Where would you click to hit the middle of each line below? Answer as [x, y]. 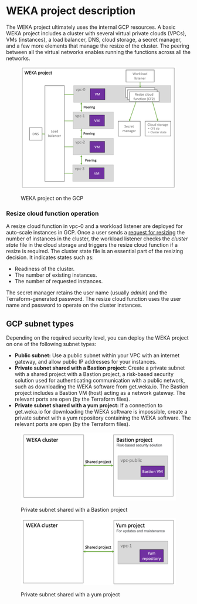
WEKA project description [71, 11]
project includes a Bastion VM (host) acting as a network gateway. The [100, 392]
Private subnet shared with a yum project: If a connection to [89, 405]
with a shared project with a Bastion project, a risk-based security [94, 374]
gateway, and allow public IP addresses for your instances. [86, 361]
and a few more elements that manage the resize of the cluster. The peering [98, 46]
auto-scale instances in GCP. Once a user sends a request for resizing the [96, 233]
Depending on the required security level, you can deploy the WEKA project [97, 338]
